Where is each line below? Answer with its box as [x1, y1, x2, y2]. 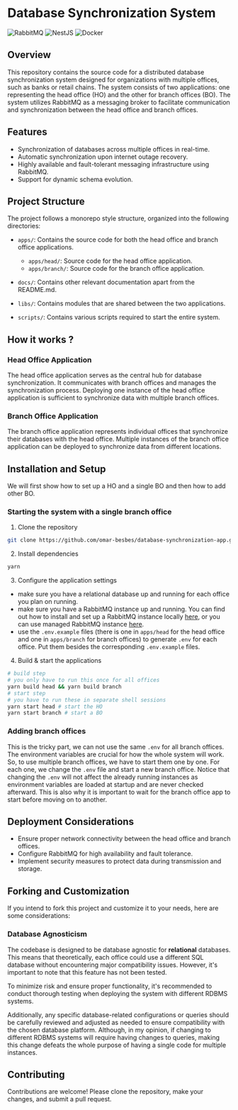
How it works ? [7, 333, 74, 345]
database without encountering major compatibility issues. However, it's [7, 960, 218, 969]
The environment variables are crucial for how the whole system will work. [7, 750, 225, 758]
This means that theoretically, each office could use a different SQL [7, 953, 204, 961]
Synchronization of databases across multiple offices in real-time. [17, 145, 210, 153]
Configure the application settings [17, 576, 117, 585]
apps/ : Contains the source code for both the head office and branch [17, 235, 218, 244]
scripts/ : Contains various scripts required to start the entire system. [17, 313, 221, 322]
